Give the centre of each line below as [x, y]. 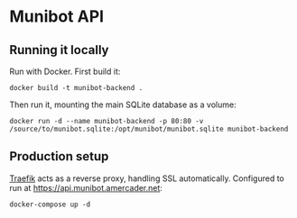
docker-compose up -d [50, 204]
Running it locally [59, 50]
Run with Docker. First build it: [65, 71]
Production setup [59, 156]
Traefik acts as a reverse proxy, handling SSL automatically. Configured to [147, 178]
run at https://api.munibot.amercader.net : [86, 187]
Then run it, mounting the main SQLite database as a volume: [123, 104]
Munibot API [57, 17]
